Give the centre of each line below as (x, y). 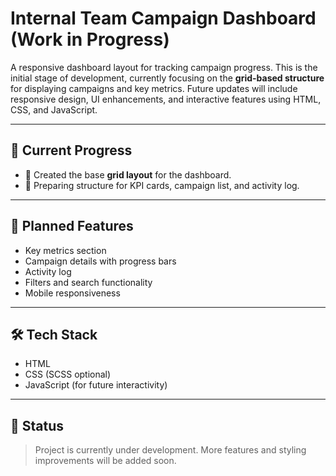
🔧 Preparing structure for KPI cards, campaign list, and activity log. (162, 185)
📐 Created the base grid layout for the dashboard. (128, 174)
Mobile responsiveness (72, 293)
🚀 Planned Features (72, 226)
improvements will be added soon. (105, 461)
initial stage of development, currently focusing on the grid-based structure (167, 78)
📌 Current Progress (71, 150)
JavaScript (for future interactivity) (96, 385)
